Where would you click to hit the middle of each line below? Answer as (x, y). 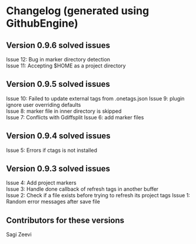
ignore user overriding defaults (44, 105)
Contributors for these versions (65, 220)
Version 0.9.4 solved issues (58, 136)
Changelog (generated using (78, 11)
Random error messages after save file (53, 201)
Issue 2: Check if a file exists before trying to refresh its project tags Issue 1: (98, 196)
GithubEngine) (42, 23)
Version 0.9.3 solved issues (58, 169)
